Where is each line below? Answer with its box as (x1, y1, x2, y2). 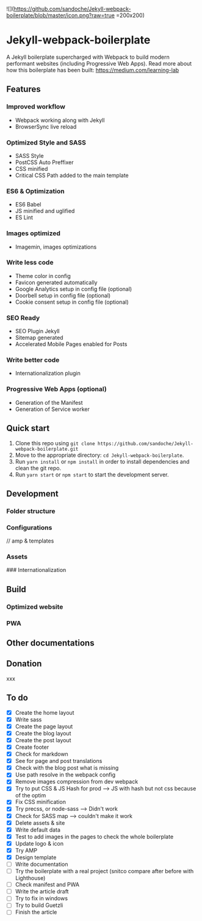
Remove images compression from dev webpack (15, 778, 139, 786)
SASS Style (15, 152, 44, 159)
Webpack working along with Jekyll (15, 116, 105, 124)
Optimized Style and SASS (6, 138, 87, 146)
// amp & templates (6, 537, 54, 544)
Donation (6, 658, 42, 669)
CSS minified (15, 165, 48, 172)
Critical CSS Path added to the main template (15, 171, 129, 179)
